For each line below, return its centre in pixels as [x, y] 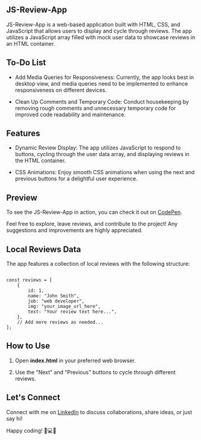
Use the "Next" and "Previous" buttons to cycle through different [95, 372]
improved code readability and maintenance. [70, 115]
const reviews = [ [29, 280]
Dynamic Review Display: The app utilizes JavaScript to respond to [98, 148]
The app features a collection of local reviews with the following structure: [98, 264]
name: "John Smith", [54, 296]
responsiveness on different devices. [61, 90]
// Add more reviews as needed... [60, 322]
